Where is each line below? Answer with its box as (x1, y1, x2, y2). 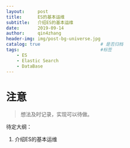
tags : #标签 (6, 47, 112, 53)
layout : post (6, 8, 49, 15)
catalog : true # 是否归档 (6, 42, 124, 48)
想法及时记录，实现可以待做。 (20, 111, 93, 118)
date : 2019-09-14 (6, 25, 64, 31)
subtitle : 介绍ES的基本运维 (6, 19, 74, 25)
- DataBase (16, 63, 43, 69)
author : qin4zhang (6, 31, 61, 36)
